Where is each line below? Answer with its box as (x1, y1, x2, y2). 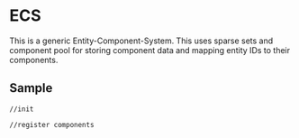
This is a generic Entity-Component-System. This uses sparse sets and (9, 35, 274, 46)
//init (9, 105, 34, 114)
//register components (9, 120, 95, 129)
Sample (9, 80, 53, 96)
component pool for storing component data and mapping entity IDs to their (9, 44, 291, 55)
